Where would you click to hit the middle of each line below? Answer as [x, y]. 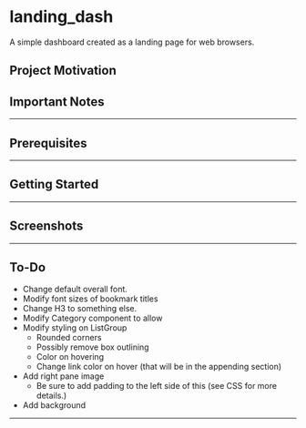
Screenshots [46, 226]
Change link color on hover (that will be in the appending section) [159, 367]
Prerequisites [48, 143]
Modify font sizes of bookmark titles [90, 299]
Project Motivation [63, 71]
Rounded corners [69, 338]
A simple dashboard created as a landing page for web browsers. [132, 42]
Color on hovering [70, 357]
